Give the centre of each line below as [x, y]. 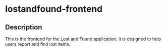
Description [24, 27]
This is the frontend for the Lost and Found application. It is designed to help [83, 39]
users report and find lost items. [38, 44]
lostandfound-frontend [54, 9]
